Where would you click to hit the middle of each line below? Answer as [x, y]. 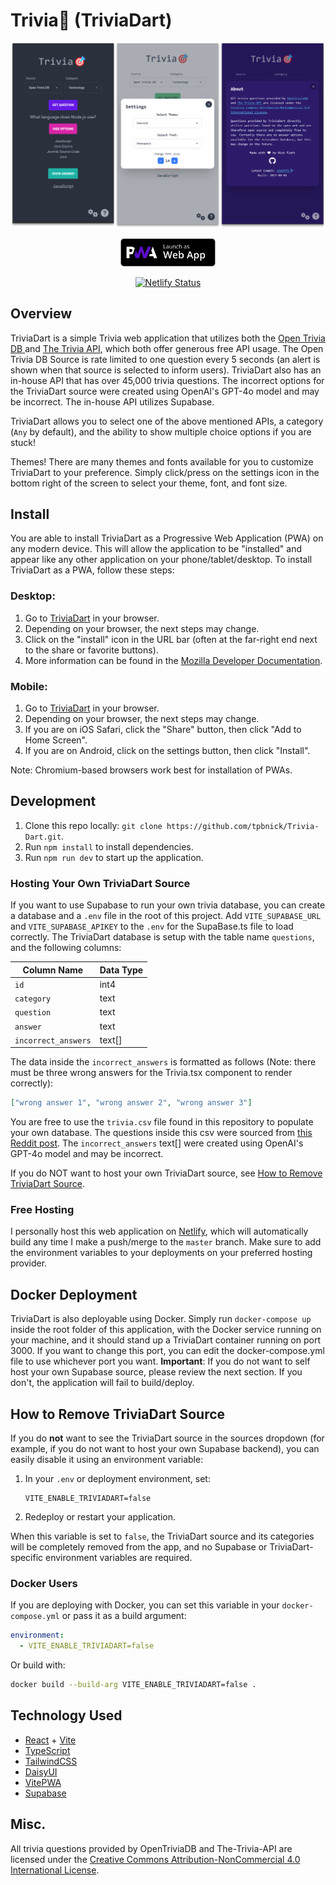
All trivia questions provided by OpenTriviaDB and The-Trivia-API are [151, 1848]
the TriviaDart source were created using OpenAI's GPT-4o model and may [165, 391]
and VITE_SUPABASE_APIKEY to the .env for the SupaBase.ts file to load [152, 926]
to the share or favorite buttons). [91, 650]
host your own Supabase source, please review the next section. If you [156, 1372]
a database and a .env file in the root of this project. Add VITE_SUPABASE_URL [166, 916]
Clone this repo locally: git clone [93, 825]
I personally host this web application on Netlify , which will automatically [159, 1231]
